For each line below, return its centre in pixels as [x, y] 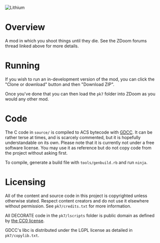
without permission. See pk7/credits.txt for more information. [68, 206]
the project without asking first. [36, 153]
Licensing [25, 182]
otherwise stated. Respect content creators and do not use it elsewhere [77, 201]
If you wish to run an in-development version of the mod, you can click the [80, 79]
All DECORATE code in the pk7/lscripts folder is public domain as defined [80, 215]
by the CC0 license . [25, 221]
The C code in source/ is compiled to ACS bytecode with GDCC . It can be [79, 132]
